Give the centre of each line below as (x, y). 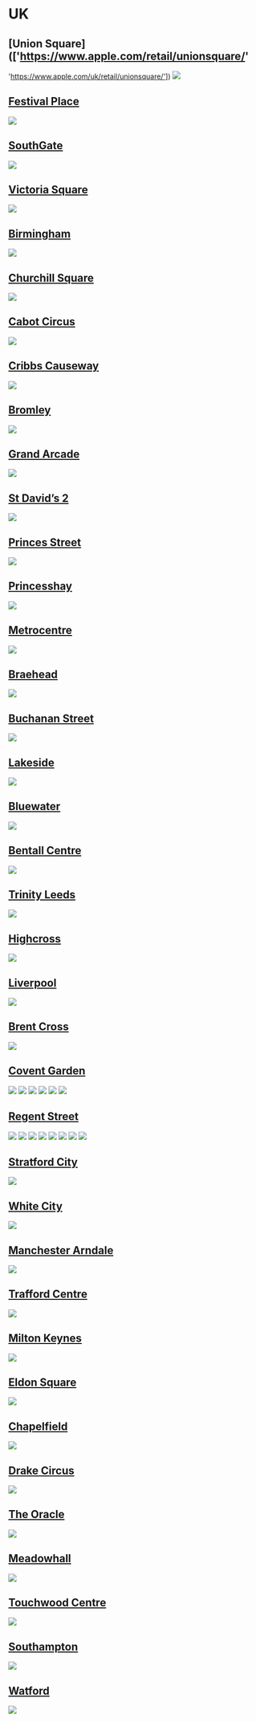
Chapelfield (38, 1426)
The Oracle (37, 1514)
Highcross (35, 939)
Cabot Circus (42, 322)
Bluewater (35, 806)
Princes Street (45, 542)
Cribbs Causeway (54, 366)
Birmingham (39, 234)
